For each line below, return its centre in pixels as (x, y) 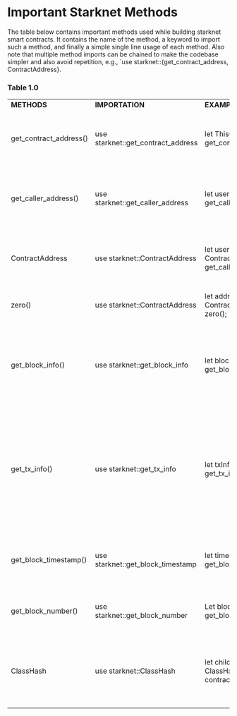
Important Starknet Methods (93, 12)
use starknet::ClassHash (135, 671)
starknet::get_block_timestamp (146, 564)
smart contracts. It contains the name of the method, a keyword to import (114, 39)
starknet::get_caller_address (142, 203)
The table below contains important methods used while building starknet (114, 32)
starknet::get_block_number (141, 616)
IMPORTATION (120, 105)
